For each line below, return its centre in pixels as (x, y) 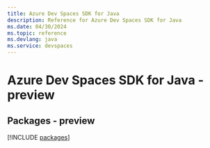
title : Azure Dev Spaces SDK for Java (63, 14)
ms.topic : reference (37, 33)
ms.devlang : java (32, 40)
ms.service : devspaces (40, 46)
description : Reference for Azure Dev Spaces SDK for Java (95, 20)
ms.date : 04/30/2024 (37, 26)
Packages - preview (51, 121)
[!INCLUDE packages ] (39, 137)
